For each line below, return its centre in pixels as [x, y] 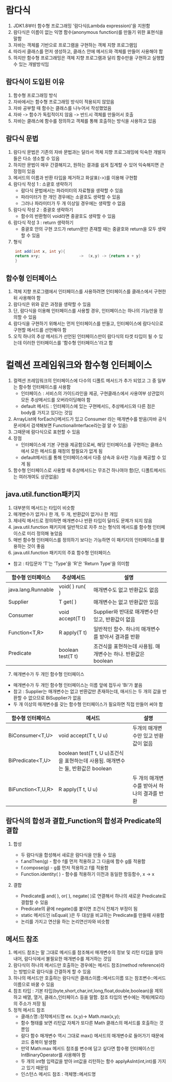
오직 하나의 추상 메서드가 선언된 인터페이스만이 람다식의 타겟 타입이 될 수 [85, 336]
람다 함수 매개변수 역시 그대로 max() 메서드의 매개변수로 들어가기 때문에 [92, 1036]
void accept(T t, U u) [83, 735]
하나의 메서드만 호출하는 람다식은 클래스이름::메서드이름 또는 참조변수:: [83, 978]
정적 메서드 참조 [29, 1010]
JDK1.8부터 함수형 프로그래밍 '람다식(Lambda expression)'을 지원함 [81, 26]
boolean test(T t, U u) [84, 753]
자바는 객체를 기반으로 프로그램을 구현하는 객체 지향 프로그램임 [75, 45]
